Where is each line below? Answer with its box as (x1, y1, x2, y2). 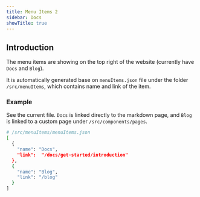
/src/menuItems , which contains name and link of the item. (6, 83, 151, 90)
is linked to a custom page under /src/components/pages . (6, 118, 148, 125)
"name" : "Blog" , (17, 169, 59, 175)
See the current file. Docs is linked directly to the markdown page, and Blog (6, 111, 192, 119)
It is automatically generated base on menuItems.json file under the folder (6, 77, 189, 84)
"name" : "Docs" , (17, 146, 59, 152)
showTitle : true (6, 20, 47, 26)
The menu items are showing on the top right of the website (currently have (6, 58, 195, 66)
